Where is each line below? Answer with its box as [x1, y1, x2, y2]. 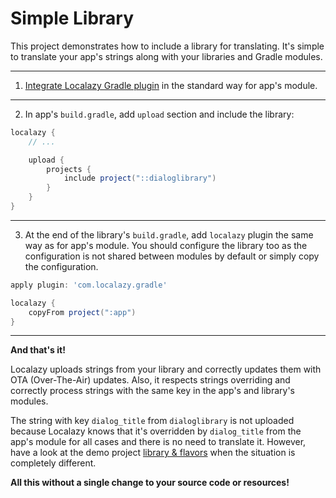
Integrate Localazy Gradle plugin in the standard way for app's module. [24, 79, 318, 91]
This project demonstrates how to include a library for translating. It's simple [10, 40, 325, 52]
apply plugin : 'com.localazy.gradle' [10, 280, 168, 290]
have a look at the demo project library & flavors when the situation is [10, 447, 296, 459]
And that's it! [10, 344, 66, 356]
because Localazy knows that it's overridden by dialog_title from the [10, 425, 302, 437]
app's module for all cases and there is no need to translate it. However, [10, 436, 307, 448]
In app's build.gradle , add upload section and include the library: [24, 108, 295, 120]
